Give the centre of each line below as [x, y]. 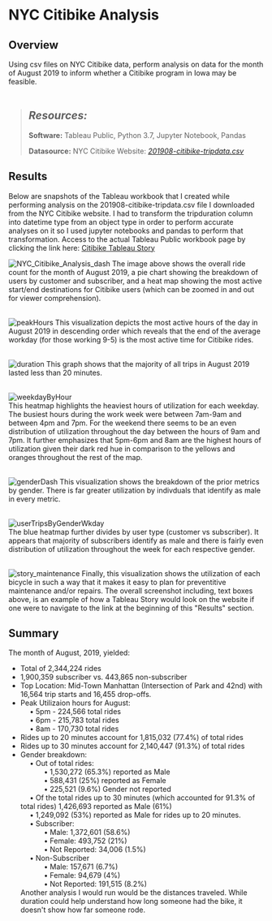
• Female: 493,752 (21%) [85, 841]
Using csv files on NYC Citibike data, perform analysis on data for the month [136, 64]
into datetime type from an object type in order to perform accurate [121, 222]
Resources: [58, 116]
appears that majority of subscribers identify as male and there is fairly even [136, 540]
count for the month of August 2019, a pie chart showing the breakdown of [133, 272]
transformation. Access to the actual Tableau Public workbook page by [127, 239]
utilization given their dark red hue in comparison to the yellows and [122, 449]
